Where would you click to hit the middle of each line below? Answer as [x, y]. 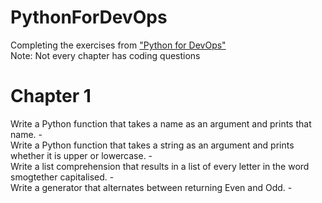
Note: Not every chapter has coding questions [105, 55]
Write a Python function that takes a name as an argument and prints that [161, 123]
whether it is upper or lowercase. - [81, 155]
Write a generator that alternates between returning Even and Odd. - [151, 187]
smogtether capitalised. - [62, 177]
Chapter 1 [51, 96]
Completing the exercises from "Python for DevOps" [118, 45]
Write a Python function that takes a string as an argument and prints [152, 145]
